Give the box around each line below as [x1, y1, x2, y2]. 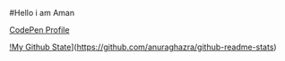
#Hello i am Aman [9, 8, 74, 18]
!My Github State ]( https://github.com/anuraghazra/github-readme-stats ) [9, 42, 277, 52]
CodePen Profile [9, 25, 70, 34]
